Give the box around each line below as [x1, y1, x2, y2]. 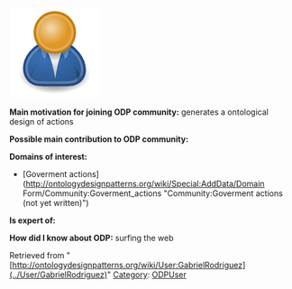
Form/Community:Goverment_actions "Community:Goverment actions [22, 188, 284, 199]
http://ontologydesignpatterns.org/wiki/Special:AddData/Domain [25, 179, 265, 189]
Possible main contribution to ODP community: [9, 134, 189, 144]
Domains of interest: [9, 152, 87, 162]
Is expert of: [9, 215, 56, 226]
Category [112, 269, 148, 280]
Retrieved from [9, 250, 65, 260]
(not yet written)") [22, 198, 89, 208]
